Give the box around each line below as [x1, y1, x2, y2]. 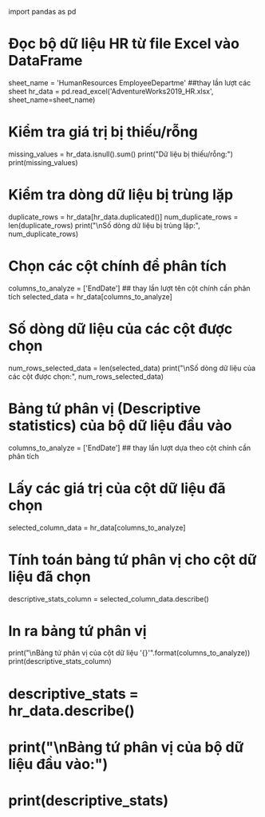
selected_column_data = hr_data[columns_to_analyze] [8, 523, 186, 532]
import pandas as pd [8, 7, 77, 16]
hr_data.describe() [8, 701, 136, 720]
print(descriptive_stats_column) [8, 657, 112, 666]
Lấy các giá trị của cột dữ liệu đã [8, 479, 226, 497]
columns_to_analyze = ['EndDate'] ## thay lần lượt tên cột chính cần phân [8, 283, 251, 293]
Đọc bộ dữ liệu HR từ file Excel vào [8, 35, 239, 53]
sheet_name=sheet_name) [8, 95, 96, 105]
